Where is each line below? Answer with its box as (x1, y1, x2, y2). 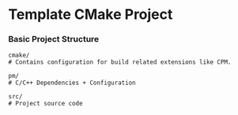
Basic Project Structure (8, 34, 100, 45)
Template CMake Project (8, 6, 173, 24)
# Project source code (8, 100, 83, 108)
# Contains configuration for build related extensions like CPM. (8, 58, 232, 66)
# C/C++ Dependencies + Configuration (8, 79, 136, 87)
